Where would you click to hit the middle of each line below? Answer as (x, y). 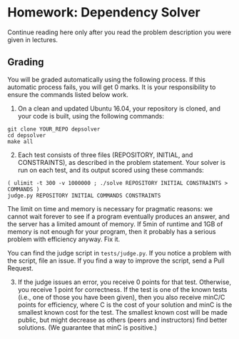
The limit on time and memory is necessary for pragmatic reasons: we (110, 208)
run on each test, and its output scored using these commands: (111, 170)
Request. (20, 268)
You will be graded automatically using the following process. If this (106, 79)
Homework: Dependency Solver (104, 12)
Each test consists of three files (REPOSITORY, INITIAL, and (105, 155)
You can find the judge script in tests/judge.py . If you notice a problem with (119, 253)
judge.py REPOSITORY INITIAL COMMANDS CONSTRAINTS (84, 196)
